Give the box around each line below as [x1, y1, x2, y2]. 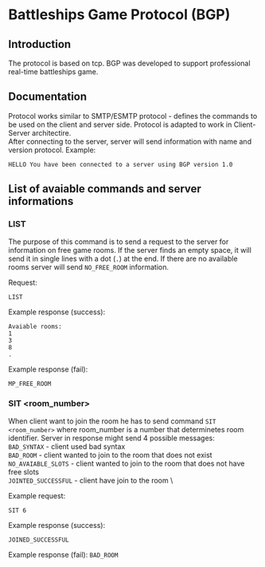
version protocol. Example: [8, 145, 96, 155]
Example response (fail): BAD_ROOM [8, 549, 119, 559]
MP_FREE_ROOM [8, 380, 52, 388]
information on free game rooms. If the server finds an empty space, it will [8, 245, 252, 254]
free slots [8, 467, 40, 476]
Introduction [8, 37, 72, 51]
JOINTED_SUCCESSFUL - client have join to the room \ [8, 475, 173, 485]
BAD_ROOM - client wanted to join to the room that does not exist [8, 450, 212, 459]
